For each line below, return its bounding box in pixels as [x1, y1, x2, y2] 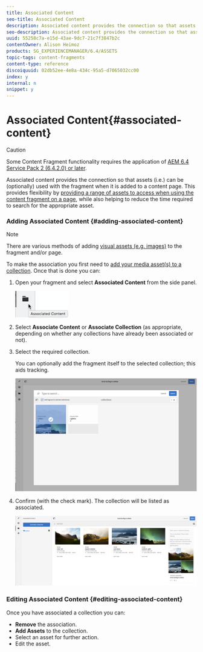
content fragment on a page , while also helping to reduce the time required [6, 196, 193, 203]
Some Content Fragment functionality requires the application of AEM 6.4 [6, 158, 189, 165]
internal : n [6, 80, 36, 86]
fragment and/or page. [6, 249, 63, 256]
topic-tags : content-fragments [6, 55, 85, 61]
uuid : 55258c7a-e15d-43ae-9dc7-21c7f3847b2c [6, 35, 120, 42]
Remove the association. [14, 620, 77, 628]
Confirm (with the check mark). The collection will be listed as [14, 497, 170, 505]
